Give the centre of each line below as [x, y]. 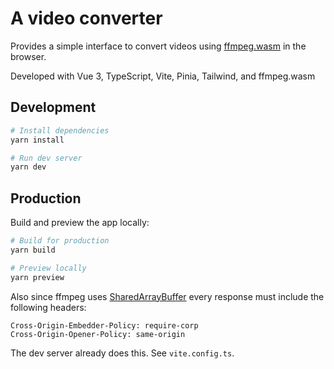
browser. [28, 56]
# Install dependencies [60, 130]
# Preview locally [48, 268]
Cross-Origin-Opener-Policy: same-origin [98, 334]
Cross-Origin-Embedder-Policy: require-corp [104, 325]
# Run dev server [46, 158]
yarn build [33, 250]
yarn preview [37, 277]
